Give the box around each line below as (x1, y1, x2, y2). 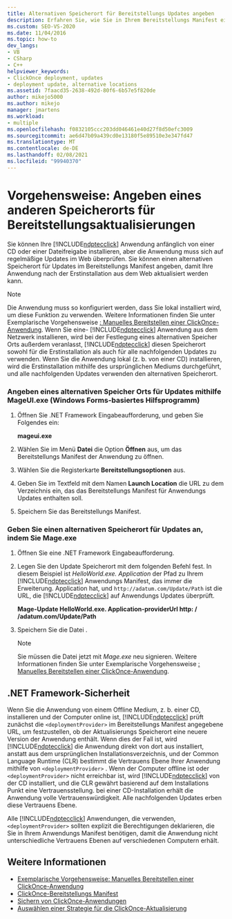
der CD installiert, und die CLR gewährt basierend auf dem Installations (7, 779, 209, 788)
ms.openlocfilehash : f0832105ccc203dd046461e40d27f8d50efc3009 (7, 126, 193, 133)
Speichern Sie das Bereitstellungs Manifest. (17, 507, 142, 515)
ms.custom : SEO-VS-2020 (7, 23, 76, 30)
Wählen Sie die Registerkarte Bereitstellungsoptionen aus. (17, 466, 186, 474)
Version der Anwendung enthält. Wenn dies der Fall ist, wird (7, 735, 177, 743)
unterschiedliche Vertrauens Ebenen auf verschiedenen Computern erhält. (7, 837, 220, 845)
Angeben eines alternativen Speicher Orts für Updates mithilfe (7, 386, 222, 396)
